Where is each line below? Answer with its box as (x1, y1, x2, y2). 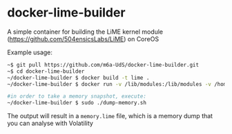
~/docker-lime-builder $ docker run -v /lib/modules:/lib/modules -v (7, 80, 212, 87)
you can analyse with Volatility (7, 119, 93, 128)
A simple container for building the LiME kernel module (7, 27, 164, 36)
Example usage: (7, 48, 53, 56)
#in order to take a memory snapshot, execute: (7, 93, 147, 100)
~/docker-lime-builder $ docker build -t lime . (7, 74, 150, 81)
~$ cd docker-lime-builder (7, 67, 85, 75)
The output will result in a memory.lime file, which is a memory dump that (7, 112, 213, 120)
